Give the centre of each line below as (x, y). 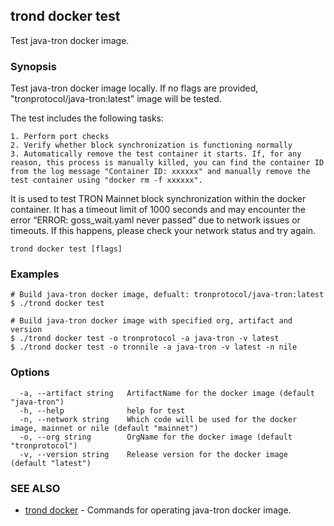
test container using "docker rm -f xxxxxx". (106, 180)
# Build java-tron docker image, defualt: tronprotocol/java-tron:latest (167, 295)
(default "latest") (51, 463)
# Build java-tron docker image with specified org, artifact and (151, 321)
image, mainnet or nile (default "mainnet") (104, 428)
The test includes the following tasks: (87, 118)
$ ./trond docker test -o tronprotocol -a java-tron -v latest (145, 339)
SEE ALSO (35, 488)
